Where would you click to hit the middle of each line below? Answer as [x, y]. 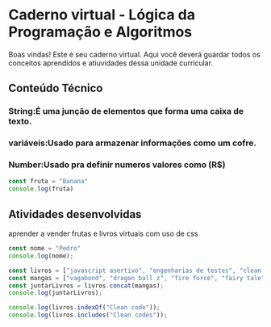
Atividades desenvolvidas [75, 214]
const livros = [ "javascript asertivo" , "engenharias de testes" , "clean [135, 270]
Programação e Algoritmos [100, 32]
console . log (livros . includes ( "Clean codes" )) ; [88, 315]
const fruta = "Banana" [48, 182]
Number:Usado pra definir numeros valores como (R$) [117, 165]
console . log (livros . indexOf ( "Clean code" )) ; [84, 308]
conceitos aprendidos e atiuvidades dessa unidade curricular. [111, 63]
